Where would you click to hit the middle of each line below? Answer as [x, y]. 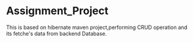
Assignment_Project [57, 11]
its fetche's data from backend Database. [57, 33]
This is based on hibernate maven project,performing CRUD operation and [97, 27]
